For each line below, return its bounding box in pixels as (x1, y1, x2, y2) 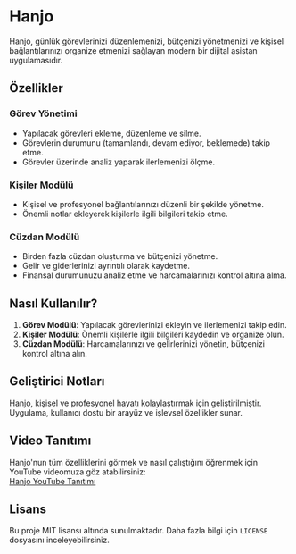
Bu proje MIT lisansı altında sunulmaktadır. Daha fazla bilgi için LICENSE (9, 525, 268, 536)
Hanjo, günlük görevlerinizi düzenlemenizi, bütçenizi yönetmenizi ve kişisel (9, 36, 284, 46)
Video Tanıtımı (9, 433, 92, 449)
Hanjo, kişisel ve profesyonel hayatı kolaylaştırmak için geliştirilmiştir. (9, 398, 262, 408)
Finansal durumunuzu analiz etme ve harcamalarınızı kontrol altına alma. (21, 270, 287, 281)
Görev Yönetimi (9, 107, 78, 120)
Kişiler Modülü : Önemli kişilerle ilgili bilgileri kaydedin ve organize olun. (21, 329, 284, 340)
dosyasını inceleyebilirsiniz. (9, 534, 110, 546)
